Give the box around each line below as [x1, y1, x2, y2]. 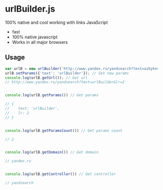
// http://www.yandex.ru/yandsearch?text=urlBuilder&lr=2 [5, 80, 125, 85]
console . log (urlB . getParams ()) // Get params [5, 93, 98, 98]
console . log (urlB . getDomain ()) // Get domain [5, 150, 98, 155]
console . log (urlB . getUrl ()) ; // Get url [5, 75, 88, 80]
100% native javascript [12, 34, 58, 40]
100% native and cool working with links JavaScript [5, 19, 108, 25]
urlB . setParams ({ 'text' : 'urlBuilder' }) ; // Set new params [5, 70, 130, 76]
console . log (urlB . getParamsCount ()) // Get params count [5, 128, 123, 133]
